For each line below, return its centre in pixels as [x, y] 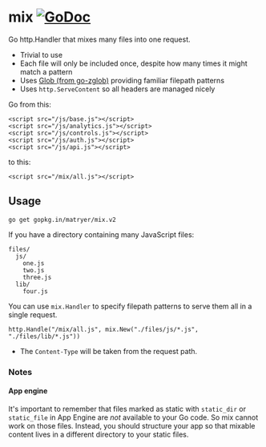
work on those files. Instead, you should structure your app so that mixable [132, 425]
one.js [34, 263]
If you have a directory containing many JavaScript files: [101, 234]
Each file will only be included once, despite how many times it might [134, 63]
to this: [20, 162]
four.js [35, 291]
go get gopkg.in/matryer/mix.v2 [62, 219]
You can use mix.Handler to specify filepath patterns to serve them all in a [130, 306]
